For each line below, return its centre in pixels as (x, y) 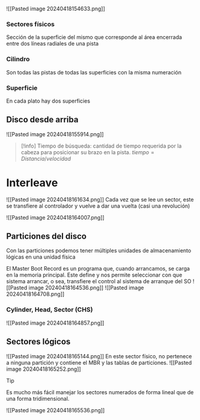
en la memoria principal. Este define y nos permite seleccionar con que (94, 275)
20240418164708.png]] (35, 294)
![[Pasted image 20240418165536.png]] (56, 410)
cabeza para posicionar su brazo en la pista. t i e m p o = (88, 152)
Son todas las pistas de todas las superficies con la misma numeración (94, 72)
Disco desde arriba (42, 120)
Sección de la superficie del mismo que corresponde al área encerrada (94, 37)
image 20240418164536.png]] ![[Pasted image (86, 288)
